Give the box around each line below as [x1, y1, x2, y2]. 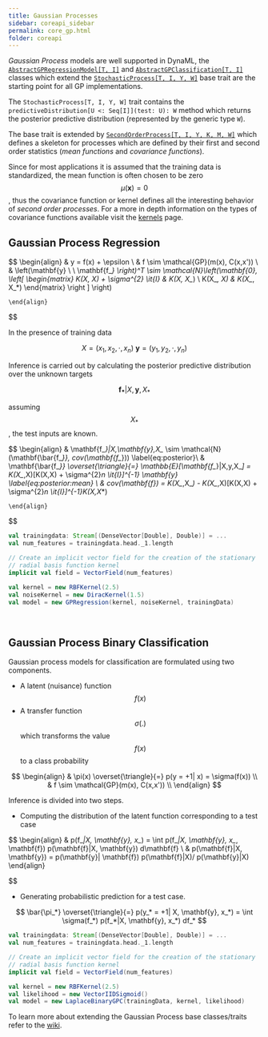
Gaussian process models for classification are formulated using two [8, 657, 234, 667]
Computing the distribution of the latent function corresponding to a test [19, 811, 258, 821]
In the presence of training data [8, 328, 112, 337]
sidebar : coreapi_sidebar [8, 19, 94, 27]
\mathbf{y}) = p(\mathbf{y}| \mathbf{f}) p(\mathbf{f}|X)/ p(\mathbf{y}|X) [8, 852, 250, 862]
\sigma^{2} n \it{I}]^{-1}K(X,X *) [8, 487, 108, 496]
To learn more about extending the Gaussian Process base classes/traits [8, 1012, 247, 1022]
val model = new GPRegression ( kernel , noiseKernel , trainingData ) [8, 598, 234, 606]
